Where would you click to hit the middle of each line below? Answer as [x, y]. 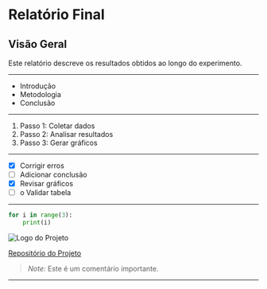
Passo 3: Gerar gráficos [58, 143]
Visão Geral [38, 44]
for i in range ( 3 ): [41, 215]
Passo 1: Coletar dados [57, 126]
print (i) [37, 223]
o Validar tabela [45, 193]
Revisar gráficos [46, 184]
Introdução [38, 86]
